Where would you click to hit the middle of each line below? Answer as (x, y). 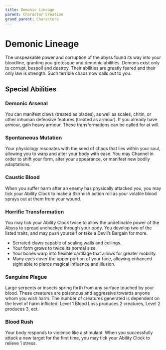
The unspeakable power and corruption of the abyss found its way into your (83, 57)
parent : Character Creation (34, 14)
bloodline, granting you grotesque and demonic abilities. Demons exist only (83, 63)
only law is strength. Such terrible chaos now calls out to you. (68, 73)
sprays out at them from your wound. (43, 199)
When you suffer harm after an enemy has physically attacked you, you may (83, 188)
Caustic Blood (22, 177)
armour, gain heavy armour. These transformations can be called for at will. (83, 125)
